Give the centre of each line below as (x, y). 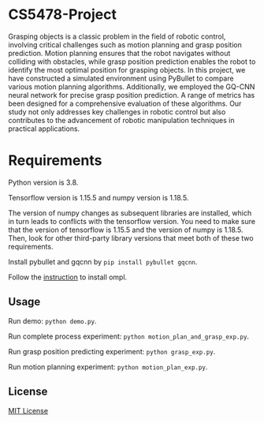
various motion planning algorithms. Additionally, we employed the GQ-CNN (132, 86)
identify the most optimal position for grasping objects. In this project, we (127, 69)
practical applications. (44, 129)
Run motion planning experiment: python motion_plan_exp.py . (108, 367)
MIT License (28, 410)
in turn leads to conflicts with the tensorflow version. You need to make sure (132, 221)
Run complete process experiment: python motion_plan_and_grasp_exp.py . (129, 336)
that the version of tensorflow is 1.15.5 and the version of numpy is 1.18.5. (126, 230)
